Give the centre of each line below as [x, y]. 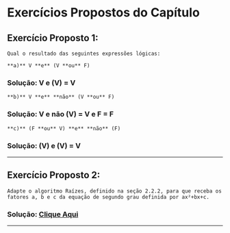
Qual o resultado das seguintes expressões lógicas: [84, 53]
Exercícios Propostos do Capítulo [103, 13]
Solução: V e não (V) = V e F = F [61, 114]
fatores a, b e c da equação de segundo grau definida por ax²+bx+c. [108, 197]
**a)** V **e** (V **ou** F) [49, 66]
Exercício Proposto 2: [54, 175]
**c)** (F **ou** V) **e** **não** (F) [64, 128]
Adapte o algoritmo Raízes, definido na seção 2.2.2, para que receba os [115, 191]
